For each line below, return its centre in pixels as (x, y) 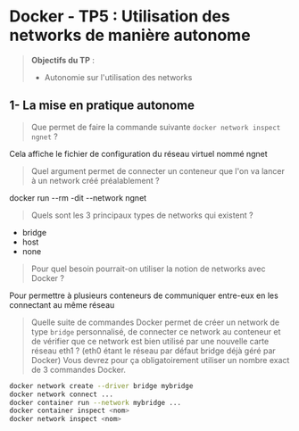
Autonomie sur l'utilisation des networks (118, 77)
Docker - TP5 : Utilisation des (120, 17)
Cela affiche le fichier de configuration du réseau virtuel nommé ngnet (138, 153)
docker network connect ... (62, 394)
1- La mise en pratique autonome (102, 106)
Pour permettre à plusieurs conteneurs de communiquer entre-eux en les (144, 295)
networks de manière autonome (130, 35)
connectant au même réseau (62, 304)
